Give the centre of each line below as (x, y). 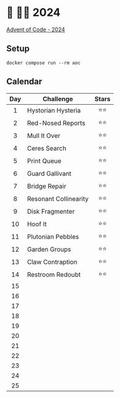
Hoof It (37, 224)
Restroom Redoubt (54, 275)
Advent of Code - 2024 (36, 29)
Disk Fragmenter (51, 212)
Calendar (24, 82)
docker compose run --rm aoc (43, 63)
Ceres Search (47, 148)
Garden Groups (49, 249)
